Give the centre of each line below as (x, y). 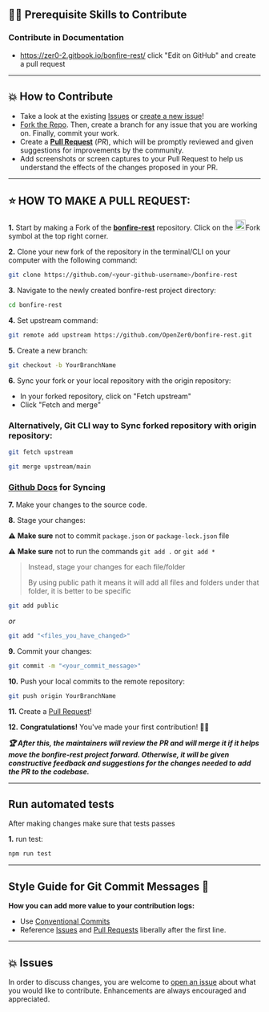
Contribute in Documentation (66, 38)
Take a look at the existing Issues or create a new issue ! (112, 116)
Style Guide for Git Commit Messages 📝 (109, 886)
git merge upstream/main (50, 467)
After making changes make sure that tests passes (92, 823)
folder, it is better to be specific (79, 591)
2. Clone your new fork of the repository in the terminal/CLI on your (119, 252)
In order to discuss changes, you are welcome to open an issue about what (132, 981)
